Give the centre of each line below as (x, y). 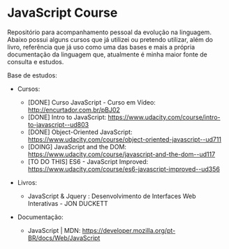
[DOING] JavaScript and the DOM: (77, 146)
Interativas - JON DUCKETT (68, 203)
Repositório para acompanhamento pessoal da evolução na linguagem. (109, 32)
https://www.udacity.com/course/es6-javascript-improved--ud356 (124, 169)
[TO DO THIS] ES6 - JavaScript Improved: (88, 161)
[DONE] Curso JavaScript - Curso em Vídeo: (91, 102)
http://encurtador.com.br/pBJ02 (74, 110)
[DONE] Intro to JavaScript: (67, 117)
